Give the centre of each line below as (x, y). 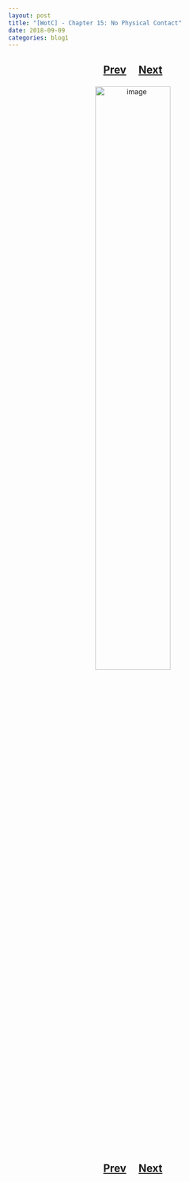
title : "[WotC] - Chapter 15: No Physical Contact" (95, 23)
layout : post (30, 15)
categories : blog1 (38, 38)
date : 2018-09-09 (37, 30)
